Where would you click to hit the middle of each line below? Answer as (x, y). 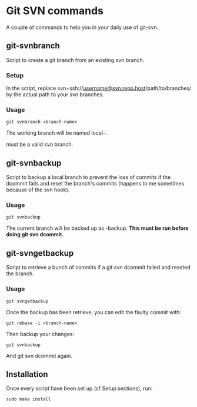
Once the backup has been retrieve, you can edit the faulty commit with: (94, 312)
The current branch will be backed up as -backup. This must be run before (98, 228)
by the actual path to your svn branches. (55, 95)
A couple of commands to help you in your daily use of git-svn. (82, 27)
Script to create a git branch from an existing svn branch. (75, 60)
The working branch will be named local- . (56, 133)
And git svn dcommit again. (39, 356)
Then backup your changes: (40, 334)
